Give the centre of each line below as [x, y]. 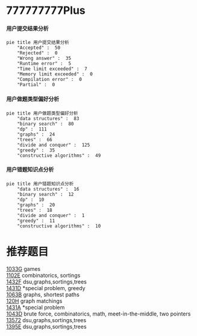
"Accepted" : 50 [39, 48]
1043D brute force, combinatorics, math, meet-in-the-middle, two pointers [98, 314]
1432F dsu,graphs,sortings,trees [47, 282]
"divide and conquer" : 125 [54, 145]
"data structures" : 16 [48, 189]
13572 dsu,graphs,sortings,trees [46, 320]
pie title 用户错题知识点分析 [40, 184]
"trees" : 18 [35, 210]
